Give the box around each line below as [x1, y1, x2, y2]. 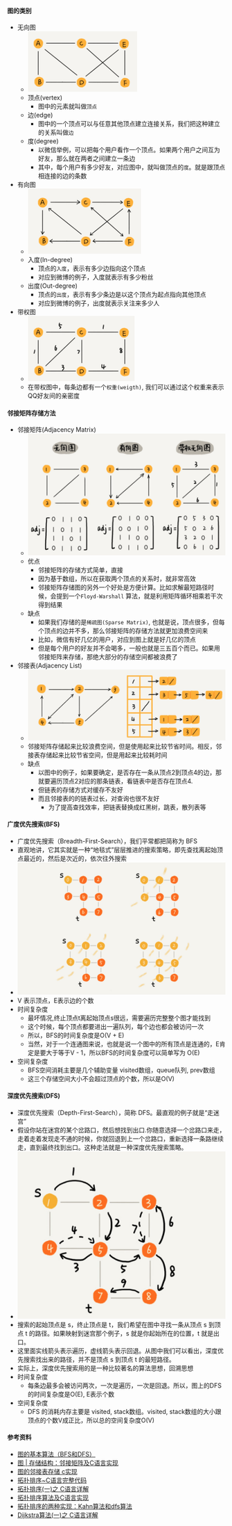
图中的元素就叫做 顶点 [37, 102, 98, 111]
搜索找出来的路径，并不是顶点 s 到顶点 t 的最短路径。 [23, 1355, 175, 1363]
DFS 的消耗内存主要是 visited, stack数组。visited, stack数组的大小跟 [27, 1407, 222, 1415]
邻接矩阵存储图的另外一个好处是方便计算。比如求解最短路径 [37, 583, 208, 592]
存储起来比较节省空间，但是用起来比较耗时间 [39, 751, 168, 759]
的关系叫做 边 [37, 129, 74, 137]
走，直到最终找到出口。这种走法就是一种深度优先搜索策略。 [17, 1143, 188, 1151]
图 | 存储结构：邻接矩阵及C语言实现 [17, 1459, 119, 1467]
